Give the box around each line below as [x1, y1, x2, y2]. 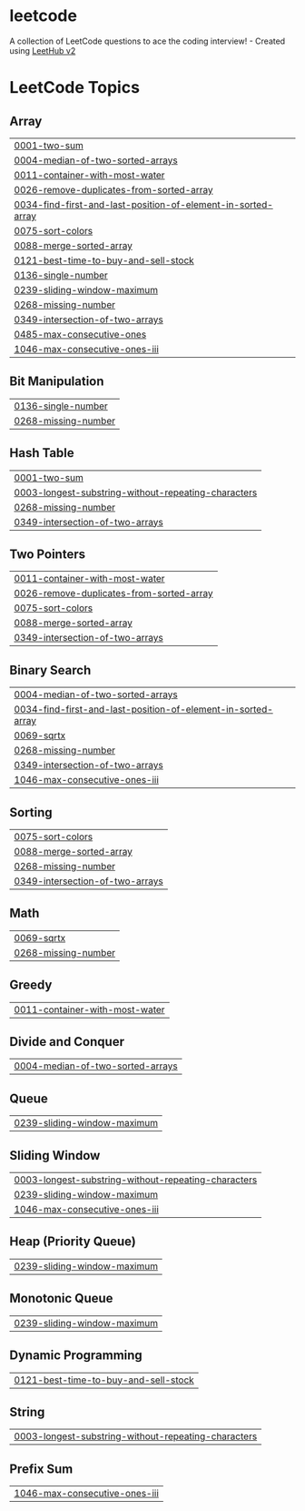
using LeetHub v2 [9, 45, 76, 56]
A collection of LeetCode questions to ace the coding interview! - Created [9, 35, 286, 46]
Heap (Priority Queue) [9, 1234, 136, 1250]
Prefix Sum [9, 1461, 74, 1476]
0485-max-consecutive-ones [14, 328, 147, 340]
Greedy [9, 978, 53, 993]
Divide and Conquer [9, 1034, 125, 1050]
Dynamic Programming [9, 1348, 143, 1364]
